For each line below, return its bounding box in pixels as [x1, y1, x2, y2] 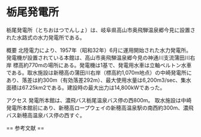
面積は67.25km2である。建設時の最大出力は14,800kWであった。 [6, 84, 166, 91]
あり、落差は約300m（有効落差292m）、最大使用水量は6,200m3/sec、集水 [6, 76, 191, 84]
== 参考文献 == [6, 124, 44, 132]
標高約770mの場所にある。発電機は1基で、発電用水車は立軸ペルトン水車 [13, 61, 192, 69]
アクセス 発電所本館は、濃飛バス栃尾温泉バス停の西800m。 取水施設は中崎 [6, 96, 192, 103]
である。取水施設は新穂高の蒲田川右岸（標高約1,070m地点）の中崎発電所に [6, 69, 192, 76]
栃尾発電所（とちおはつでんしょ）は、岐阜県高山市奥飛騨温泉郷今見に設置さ [6, 26, 196, 34]
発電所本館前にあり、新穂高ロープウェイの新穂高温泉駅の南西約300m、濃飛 [6, 104, 194, 111]
